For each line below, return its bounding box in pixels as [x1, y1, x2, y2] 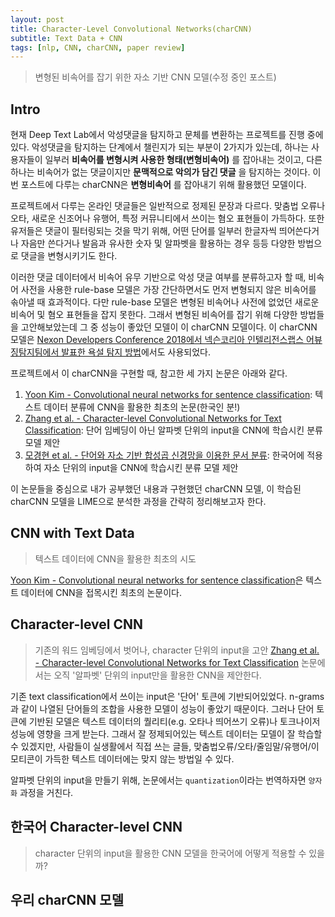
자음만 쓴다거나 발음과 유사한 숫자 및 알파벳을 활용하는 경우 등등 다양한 [20, 237, 296, 250]
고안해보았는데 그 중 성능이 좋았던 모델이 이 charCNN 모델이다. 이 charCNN [20, 321, 318, 333]
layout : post [10, 14, 65, 25]
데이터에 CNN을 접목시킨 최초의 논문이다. [20, 586, 183, 598]
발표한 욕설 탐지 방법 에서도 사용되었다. [61, 346, 211, 358]
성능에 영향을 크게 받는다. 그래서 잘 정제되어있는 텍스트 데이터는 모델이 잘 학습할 [10, 727, 323, 740]
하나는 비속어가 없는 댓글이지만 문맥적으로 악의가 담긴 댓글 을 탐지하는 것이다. [10, 166, 311, 178]
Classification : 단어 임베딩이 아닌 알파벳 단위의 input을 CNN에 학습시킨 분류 [24, 424, 323, 436]
